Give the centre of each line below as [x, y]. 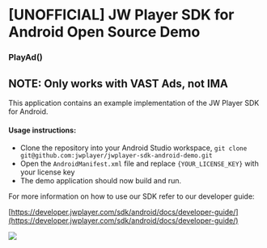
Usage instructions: [42, 130]
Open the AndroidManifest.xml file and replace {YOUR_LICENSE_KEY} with [139, 164]
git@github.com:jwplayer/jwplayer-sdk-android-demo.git [116, 156]
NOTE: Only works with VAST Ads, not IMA [118, 84]
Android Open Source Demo [104, 32]
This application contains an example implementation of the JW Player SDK [134, 103]
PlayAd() [25, 57]
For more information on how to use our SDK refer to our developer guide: [131, 196]
